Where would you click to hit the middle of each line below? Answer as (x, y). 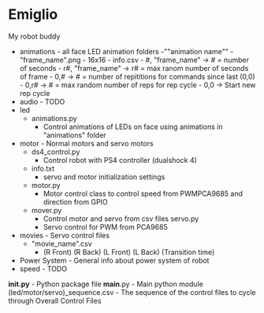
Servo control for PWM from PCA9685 (105, 226)
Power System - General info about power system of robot (114, 260)
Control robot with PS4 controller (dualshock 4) (120, 160)
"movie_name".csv (61, 243)
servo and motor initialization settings (104, 177)
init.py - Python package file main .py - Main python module (106, 284)
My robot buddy (34, 36)
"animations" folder (74, 134)
